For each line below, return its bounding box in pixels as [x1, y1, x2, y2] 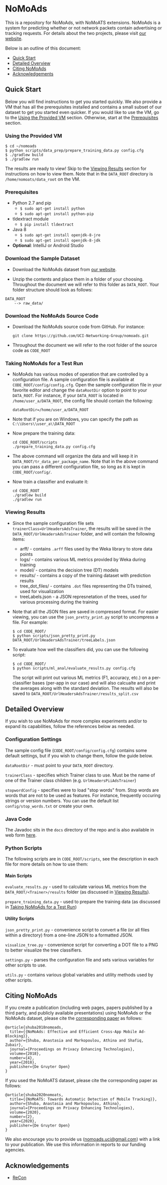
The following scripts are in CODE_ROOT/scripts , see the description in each [5, 856, 159, 862]
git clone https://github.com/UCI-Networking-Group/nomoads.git [12, 333, 149, 338]
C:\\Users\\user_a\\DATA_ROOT [12, 421, 76, 426]
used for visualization [19, 588, 64, 594]
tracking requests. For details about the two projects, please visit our [5, 30, 147, 36]
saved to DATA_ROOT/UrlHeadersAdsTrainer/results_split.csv [12, 690, 139, 696]
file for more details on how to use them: [5, 861, 88, 867]
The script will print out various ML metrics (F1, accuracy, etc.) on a [12, 674, 151, 680]
